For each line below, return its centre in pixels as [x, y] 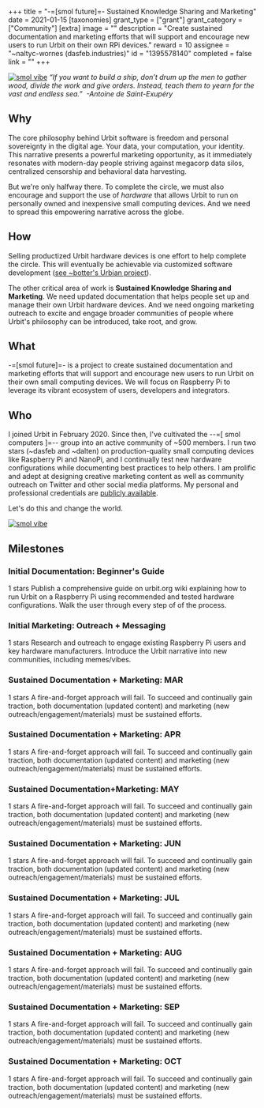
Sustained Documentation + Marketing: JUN [95, 843]
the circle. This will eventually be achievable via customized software [120, 264]
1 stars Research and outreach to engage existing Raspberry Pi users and [127, 643]
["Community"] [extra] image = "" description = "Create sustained [115, 28]
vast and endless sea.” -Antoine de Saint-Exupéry [91, 94]
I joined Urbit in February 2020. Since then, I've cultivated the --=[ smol [125, 435]
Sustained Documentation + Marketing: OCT [95, 1061]
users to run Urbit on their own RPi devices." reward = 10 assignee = [119, 45]
